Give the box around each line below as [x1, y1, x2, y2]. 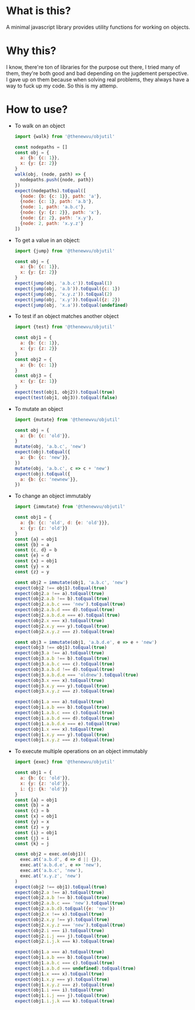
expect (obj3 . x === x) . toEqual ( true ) [14, 677, 105, 683]
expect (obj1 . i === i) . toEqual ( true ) [14, 987, 105, 993]
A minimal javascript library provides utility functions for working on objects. [6, 23, 190, 31]
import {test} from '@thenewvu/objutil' [14, 324, 115, 330]
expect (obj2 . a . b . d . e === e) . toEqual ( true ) [14, 612, 120, 619]
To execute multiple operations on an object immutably [14, 748, 148, 755]
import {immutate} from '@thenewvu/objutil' [14, 504, 126, 510]
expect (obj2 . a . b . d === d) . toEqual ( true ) [14, 607, 115, 613]
